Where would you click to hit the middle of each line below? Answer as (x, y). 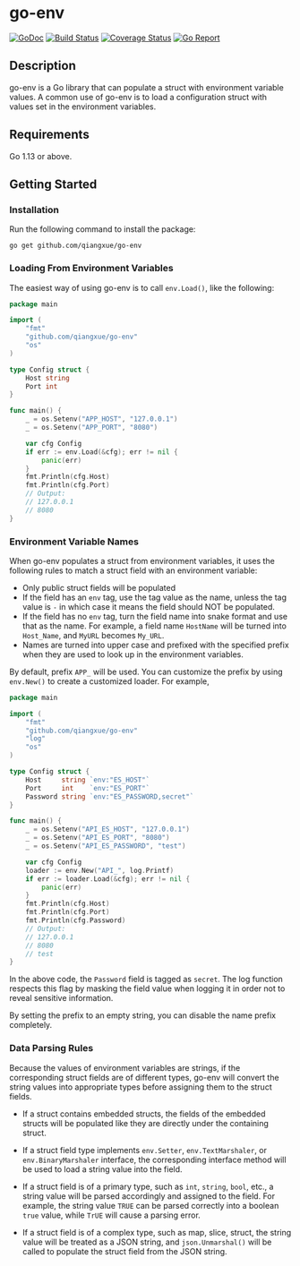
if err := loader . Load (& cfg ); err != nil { (108, 879)
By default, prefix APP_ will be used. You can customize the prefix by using (146, 671)
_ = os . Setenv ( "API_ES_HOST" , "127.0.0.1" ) (108, 830)
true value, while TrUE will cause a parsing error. (111, 1215)
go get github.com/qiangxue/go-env (76, 246)
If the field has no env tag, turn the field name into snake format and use (155, 616)
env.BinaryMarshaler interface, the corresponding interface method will (154, 1159)
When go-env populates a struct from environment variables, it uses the (142, 560)
